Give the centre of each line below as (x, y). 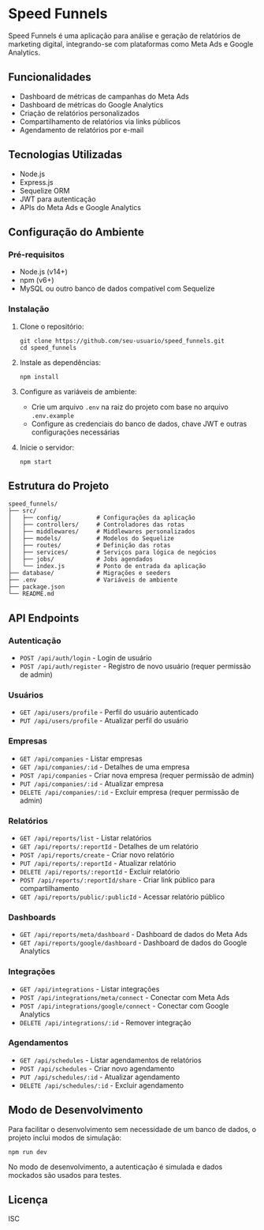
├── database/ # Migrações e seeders (89, 574)
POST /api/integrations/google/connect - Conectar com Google (124, 1006)
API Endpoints (44, 618)
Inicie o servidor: (47, 447)
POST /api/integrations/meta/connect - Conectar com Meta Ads (125, 997)
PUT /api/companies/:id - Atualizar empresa (91, 784)
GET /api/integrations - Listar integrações (89, 989)
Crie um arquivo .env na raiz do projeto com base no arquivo (130, 407)
